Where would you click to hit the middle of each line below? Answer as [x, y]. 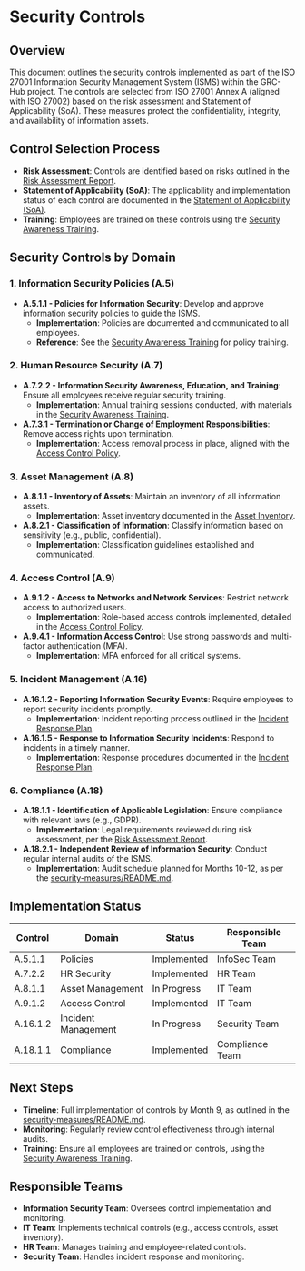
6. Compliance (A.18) [56, 791]
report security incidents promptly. [87, 709]
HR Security [86, 973]
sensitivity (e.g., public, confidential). [92, 535]
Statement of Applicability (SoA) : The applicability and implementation [156, 190]
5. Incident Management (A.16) [79, 680]
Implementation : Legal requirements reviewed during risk [144, 829]
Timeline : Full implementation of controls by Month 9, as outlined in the [156, 1110]
